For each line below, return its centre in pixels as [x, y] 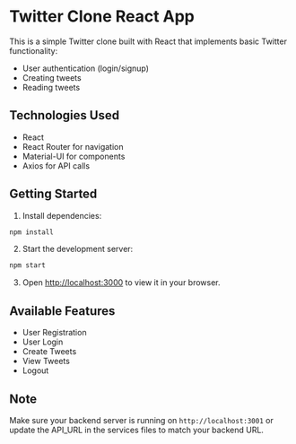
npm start [28, 266]
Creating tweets [52, 77]
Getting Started [53, 194]
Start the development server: [78, 249]
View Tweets [46, 361]
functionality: [34, 50]
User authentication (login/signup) [86, 68]
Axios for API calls [56, 165]
